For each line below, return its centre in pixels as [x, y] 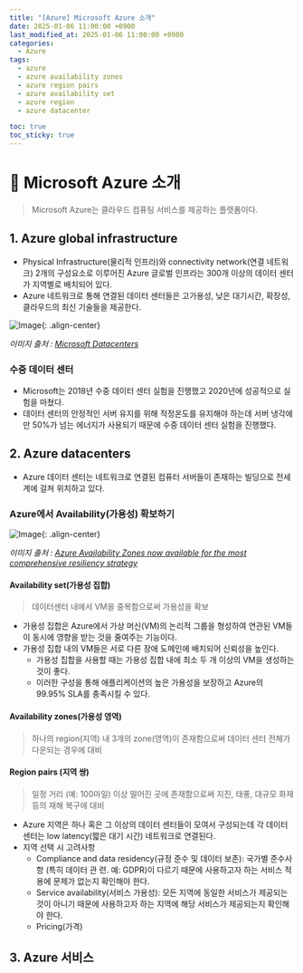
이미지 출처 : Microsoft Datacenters [74, 343]
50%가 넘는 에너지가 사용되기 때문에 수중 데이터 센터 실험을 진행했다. [154, 425]
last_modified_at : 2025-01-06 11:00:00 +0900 [96, 34]
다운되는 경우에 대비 [66, 749]
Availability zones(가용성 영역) [66, 716]
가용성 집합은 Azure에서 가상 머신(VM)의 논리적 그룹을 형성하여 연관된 [147, 626]
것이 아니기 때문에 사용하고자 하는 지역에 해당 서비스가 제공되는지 [151, 903]
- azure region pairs [58, 85]
